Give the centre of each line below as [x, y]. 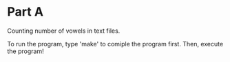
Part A [25, 12]
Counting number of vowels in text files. [64, 31]
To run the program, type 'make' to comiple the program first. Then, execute [115, 44]
